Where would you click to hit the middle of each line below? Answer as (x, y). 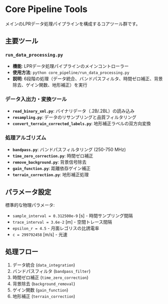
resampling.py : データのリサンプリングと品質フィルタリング (74, 117)
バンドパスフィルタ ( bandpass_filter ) (51, 271)
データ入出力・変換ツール (36, 99)
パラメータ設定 (28, 192)
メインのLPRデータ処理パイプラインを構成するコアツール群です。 (73, 24)
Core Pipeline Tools (46, 9)
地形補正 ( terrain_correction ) (44, 296)
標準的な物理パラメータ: (30, 205)
